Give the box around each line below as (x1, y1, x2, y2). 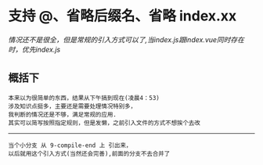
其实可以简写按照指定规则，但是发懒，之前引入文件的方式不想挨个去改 (8, 119, 201, 127)
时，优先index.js (8, 45, 61, 54)
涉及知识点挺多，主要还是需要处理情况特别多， (8, 102, 137, 110)
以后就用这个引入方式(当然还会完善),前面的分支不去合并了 (8, 149, 171, 157)
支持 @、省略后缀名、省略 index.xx (8, 7, 237, 25)
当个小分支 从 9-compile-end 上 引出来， (8, 142, 132, 149)
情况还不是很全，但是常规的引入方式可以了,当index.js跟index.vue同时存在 (8, 34, 245, 44)
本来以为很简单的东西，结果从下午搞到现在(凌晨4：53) (8, 94, 160, 102)
